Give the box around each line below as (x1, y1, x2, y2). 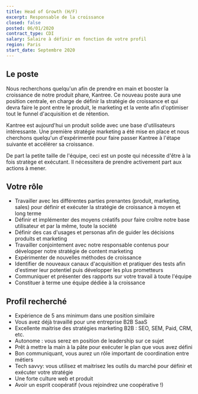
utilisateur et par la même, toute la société (14, 223, 117, 230)
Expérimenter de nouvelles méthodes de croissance (14, 254, 142, 261)
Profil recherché (6, 296, 67, 306)
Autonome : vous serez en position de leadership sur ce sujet (14, 337, 164, 344)
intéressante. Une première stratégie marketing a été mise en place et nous (6, 128, 190, 135)
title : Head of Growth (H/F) (6, 8, 78, 15)
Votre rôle (6, 181, 43, 191)
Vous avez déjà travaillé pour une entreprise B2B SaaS (14, 318, 148, 326)
